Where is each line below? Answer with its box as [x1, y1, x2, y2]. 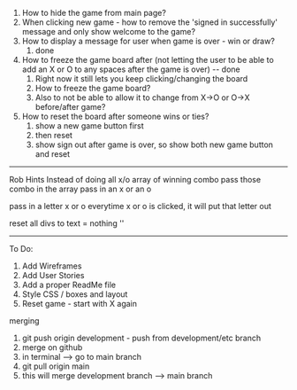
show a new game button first [34, 121, 144, 131]
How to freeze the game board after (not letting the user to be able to [21, 55, 274, 65]
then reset [34, 130, 73, 140]
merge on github [21, 342, 83, 353]
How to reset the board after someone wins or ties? [21, 111, 209, 121]
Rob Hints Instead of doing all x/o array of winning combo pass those [9, 175, 262, 184]
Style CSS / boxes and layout [21, 289, 128, 300]
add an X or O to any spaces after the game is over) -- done [21, 64, 240, 74]
